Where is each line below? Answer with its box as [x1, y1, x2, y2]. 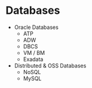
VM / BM [23, 49, 45, 56]
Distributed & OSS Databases [14, 61, 87, 69]
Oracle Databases [14, 24, 59, 31]
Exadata [23, 55, 44, 63]
